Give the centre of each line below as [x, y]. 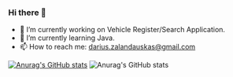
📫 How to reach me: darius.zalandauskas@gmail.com [107, 47]
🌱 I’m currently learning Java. [67, 38]
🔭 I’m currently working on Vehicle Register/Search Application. [122, 30]
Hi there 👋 [28, 13]
